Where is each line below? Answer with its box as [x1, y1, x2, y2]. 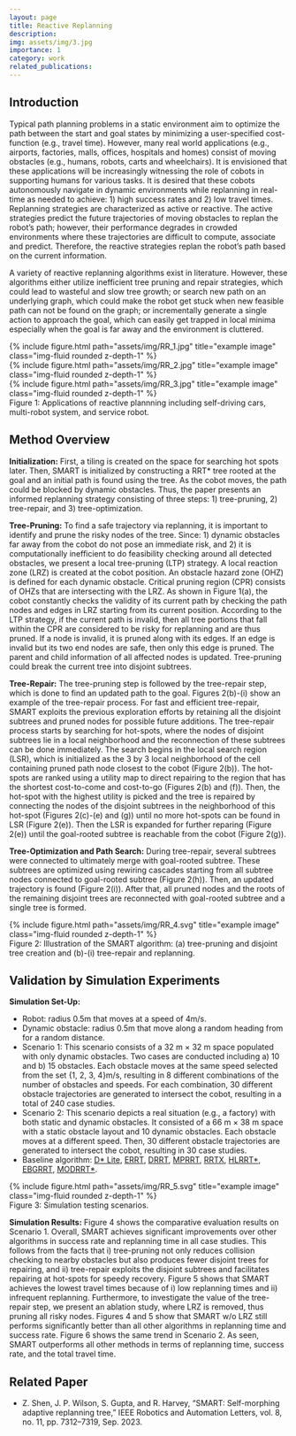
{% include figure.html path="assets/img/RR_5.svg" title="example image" [9, 1181, 280, 1192]
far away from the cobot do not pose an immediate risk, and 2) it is [9, 539, 252, 549]
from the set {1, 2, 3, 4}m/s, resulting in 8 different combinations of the [21, 1070, 279, 1080]
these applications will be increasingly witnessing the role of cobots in [9, 165, 265, 176]
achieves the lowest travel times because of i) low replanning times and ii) [9, 1283, 278, 1294]
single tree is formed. [9, 902, 87, 912]
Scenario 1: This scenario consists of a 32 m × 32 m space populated [21, 1041, 274, 1053]
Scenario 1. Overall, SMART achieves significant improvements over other [9, 1226, 277, 1237]
